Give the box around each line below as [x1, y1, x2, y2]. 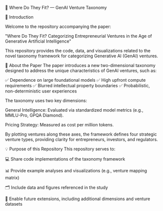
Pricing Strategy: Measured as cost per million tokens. [5, 122, 114, 127]
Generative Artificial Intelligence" [5, 38, 72, 44]
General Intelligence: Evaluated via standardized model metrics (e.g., [5, 107, 143, 113]
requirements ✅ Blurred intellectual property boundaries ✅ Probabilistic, [5, 83, 150, 88]
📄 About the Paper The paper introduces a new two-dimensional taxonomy [5, 63, 156, 68]
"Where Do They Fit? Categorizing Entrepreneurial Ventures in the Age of [5, 33, 152, 39]
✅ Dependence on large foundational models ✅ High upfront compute [5, 77, 146, 83]
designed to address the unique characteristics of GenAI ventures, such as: [5, 68, 157, 73]
